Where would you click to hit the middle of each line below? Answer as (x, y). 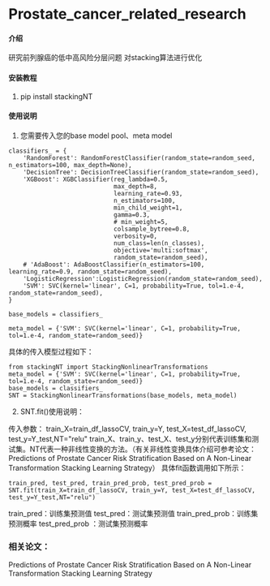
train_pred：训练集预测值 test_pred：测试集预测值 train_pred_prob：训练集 (133, 513)
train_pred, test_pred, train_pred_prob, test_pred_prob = (110, 483)
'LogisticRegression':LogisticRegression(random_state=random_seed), (143, 278)
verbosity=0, (135, 236)
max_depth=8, (135, 186)
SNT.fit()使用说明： (52, 411)
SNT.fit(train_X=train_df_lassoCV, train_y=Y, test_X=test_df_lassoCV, (132, 490)
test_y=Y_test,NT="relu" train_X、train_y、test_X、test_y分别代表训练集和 (130, 438)
